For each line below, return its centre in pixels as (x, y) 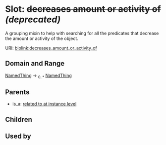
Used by (18, 136)
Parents (17, 92)
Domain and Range (35, 63)
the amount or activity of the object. (42, 38)
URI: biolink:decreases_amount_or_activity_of (51, 48)
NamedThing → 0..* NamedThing (38, 76)
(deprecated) (33, 19)
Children (19, 119)
